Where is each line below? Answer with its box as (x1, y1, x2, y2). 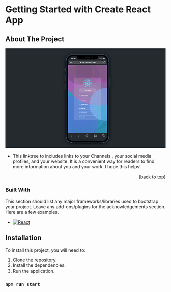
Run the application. (12, 268, 55, 274)
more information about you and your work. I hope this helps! (12, 164, 141, 170)
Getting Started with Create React (5, 4, 151, 15)
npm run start (5, 282, 40, 287)
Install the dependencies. (12, 262, 66, 269)
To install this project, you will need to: (5, 247, 85, 253)
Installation (5, 234, 42, 242)
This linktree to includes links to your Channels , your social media (12, 153, 152, 159)
